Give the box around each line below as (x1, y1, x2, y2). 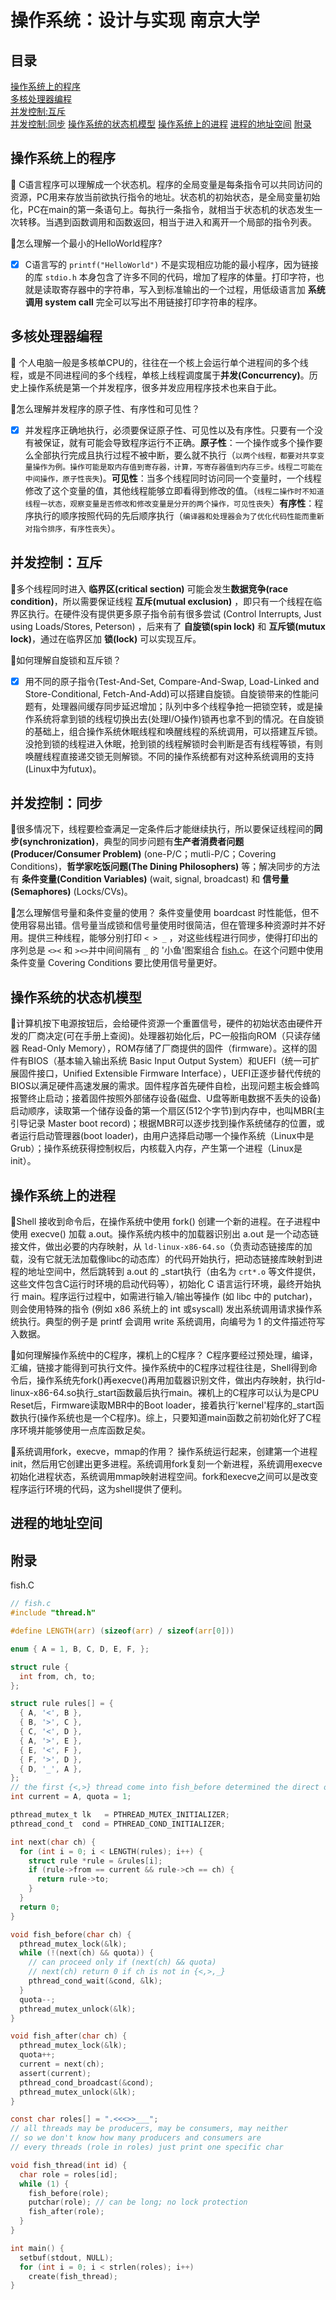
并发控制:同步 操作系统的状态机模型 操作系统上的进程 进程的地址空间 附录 (10, 118, 312, 130)
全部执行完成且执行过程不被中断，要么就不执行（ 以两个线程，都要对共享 (33, 449, 318, 461)
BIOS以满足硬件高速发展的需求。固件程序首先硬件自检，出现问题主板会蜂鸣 (10, 1080, 320, 1092)
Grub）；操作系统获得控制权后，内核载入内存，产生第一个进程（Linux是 (10, 1142, 303, 1155)
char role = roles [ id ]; (19, 2169, 118, 2180)
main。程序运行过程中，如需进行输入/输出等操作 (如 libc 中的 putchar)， (21, 1291, 318, 1303)
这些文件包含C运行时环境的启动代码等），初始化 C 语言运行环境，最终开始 (10, 1278, 313, 1290)
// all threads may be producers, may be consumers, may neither (10, 2124, 288, 2134)
